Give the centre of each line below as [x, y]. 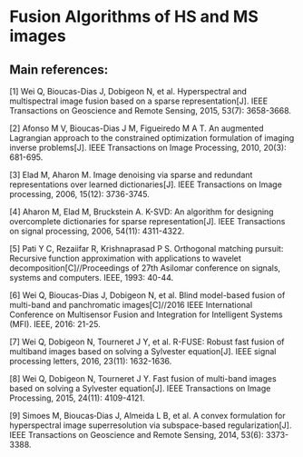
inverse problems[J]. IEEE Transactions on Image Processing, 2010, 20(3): [148, 148]
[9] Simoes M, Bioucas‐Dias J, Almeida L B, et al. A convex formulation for [147, 416]
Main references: [59, 70]
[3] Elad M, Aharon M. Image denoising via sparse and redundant [131, 175]
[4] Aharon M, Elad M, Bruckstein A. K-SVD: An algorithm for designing [142, 212]
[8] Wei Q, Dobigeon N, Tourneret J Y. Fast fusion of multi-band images [143, 378]
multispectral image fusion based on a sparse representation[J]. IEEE [139, 101]
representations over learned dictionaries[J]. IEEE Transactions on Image [146, 184]
